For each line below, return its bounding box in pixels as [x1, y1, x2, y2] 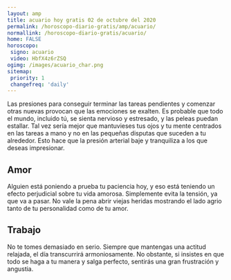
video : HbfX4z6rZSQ [10, 55, 67, 62]
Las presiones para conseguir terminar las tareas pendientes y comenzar [7, 100, 216, 108]
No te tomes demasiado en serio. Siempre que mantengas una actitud [7, 243, 206, 251]
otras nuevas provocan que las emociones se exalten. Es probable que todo [7, 107, 223, 115]
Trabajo [7, 224, 41, 236]
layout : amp [7, 10, 41, 17]
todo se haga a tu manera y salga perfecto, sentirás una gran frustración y [7, 257, 219, 265]
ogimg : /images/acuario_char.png [7, 62, 104, 68]
